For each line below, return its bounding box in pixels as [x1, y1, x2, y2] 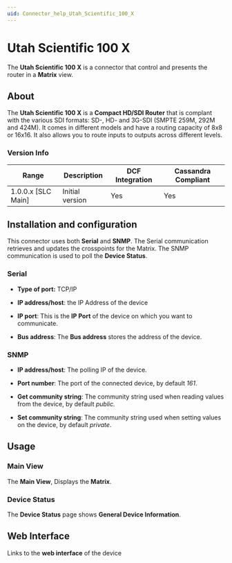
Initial [62, 187, 80, 196]
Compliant [175, 175, 211, 184]
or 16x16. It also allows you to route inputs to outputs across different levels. [7, 131, 223, 139]
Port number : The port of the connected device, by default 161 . [17, 379, 197, 388]
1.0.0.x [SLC [10, 187, 52, 196]
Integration [115, 175, 153, 184]
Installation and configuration [7, 219, 137, 231]
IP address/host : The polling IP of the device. [17, 365, 147, 374]
